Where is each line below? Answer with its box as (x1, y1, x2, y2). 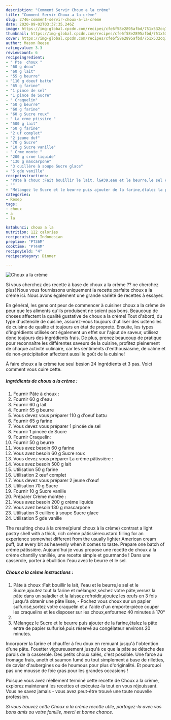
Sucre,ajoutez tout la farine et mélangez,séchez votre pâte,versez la (13, 588, 156, 594)
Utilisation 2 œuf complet (13, 472, 66, 478)
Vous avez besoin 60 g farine (13, 445, 75, 451)
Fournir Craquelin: (13, 434, 51, 440)
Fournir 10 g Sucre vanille (13, 488, 66, 494)
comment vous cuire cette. (6, 366, 62, 372)
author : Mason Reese (6, 41, 50, 46)
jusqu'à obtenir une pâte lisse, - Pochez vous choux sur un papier (13, 598, 151, 604)
